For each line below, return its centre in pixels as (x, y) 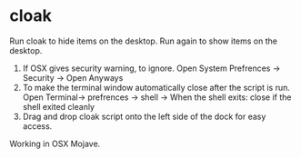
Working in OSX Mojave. (55, 143)
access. (37, 126)
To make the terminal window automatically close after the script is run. (156, 87)
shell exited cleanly (59, 106)
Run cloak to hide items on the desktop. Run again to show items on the (143, 41)
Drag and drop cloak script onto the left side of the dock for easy (144, 116)
